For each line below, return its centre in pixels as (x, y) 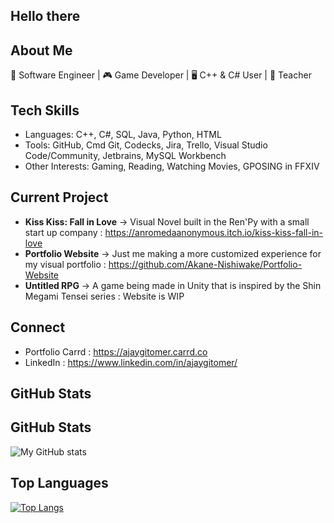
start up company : (63, 232)
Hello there (45, 16)
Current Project (59, 197)
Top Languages (59, 483)
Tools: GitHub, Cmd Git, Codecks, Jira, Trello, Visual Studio (146, 145)
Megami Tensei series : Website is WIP (104, 296)
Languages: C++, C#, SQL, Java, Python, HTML (123, 135)
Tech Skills (45, 110)
